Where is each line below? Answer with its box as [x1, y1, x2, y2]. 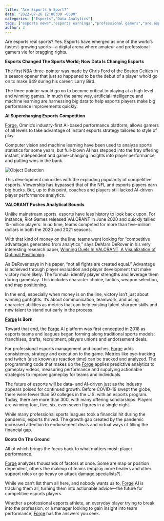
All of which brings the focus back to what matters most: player [5, 446, 133, 452]
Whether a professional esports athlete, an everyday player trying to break [5, 500, 155, 506]
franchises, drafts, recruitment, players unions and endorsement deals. [5, 336, 148, 342]
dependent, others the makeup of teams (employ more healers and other [5, 466, 152, 472]
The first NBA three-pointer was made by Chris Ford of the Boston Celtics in [5, 68, 158, 74]
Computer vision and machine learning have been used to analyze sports [5, 142, 152, 148]
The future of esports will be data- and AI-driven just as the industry [5, 381, 143, 387]
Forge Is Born [5, 316, 33, 322]
